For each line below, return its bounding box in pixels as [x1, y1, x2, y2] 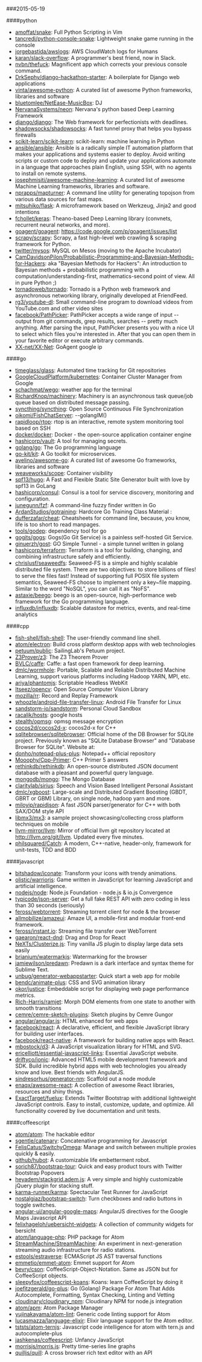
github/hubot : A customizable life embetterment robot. [14, 1156, 151, 1163]
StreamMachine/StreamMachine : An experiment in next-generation [14, 1240, 182, 1247]
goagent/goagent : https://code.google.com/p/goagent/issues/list [14, 228, 177, 235]
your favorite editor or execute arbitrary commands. [14, 337, 144, 344]
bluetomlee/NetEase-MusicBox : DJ [14, 99, 103, 106]
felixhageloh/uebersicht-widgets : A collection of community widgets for [14, 1221, 194, 1228]
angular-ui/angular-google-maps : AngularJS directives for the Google [14, 1208, 188, 1214]
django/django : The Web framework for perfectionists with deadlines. [14, 118, 188, 126]
